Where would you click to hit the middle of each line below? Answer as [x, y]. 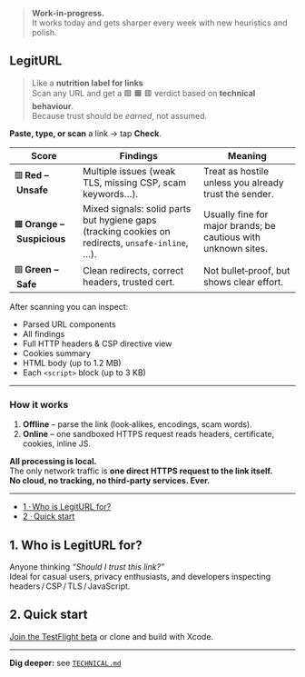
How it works [39, 404]
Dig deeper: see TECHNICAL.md [65, 662]
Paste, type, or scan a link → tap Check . [85, 133]
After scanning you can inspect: [69, 306]
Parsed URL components [69, 324]
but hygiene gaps [120, 220]
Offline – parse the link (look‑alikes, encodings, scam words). [137, 424]
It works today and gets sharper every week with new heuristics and [159, 23]
